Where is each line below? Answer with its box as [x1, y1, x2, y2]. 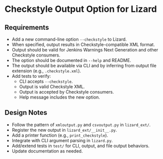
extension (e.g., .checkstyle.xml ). [11, 68, 81, 74]
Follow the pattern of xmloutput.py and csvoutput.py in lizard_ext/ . [11, 121, 151, 127]
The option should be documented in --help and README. [11, 57, 132, 63]
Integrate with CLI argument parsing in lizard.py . [11, 137, 113, 143]
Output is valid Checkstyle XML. [19, 84, 85, 90]
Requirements [4, 23, 49, 32]
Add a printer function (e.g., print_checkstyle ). [11, 132, 109, 138]
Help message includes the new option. [19, 94, 100, 100]
